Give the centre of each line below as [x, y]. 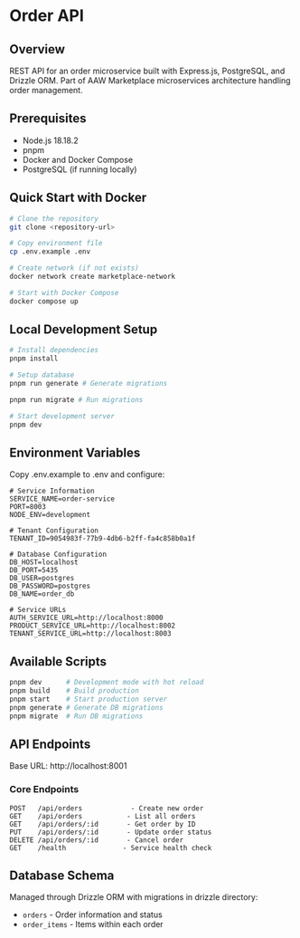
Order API [47, 16]
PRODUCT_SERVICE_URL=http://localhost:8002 [93, 626]
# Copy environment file [56, 244]
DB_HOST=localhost [44, 562]
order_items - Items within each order [93, 924]
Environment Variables [75, 452]
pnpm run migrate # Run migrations [76, 399]
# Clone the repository [54, 218]
